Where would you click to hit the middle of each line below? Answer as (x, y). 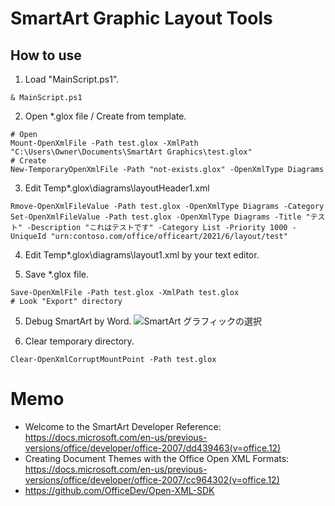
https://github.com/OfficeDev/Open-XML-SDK (119, 490)
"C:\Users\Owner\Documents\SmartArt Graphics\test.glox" (131, 152)
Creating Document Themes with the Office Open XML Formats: (157, 458)
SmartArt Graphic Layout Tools (141, 18)
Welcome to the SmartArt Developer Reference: (123, 426)
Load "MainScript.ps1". (72, 79)
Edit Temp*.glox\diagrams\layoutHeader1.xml (117, 188)
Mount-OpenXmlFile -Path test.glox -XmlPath (104, 143)
